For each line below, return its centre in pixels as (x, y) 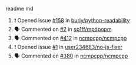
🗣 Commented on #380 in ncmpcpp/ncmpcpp (71, 56)
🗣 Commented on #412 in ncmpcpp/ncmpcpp (70, 38)
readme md (19, 9)
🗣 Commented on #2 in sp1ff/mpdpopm (63, 29)
